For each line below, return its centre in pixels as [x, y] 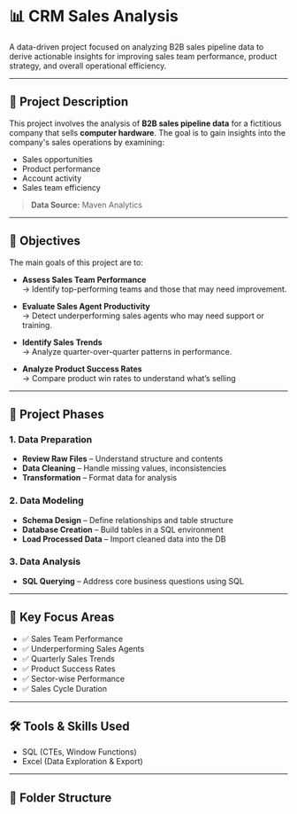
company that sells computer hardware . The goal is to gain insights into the [147, 132]
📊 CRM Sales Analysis [94, 16]
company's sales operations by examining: [87, 142]
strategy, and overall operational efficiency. [88, 66]
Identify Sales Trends [62, 342]
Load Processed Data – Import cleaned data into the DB [124, 539]
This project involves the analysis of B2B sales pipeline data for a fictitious [145, 123]
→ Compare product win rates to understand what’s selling [129, 378]
